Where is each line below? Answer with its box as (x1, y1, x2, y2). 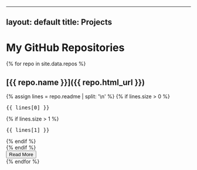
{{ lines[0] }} (6, 104, 50, 111)
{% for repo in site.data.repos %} (6, 60, 86, 68)
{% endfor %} (6, 158, 40, 165)
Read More (9, 151, 33, 158)
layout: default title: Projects (6, 17, 113, 27)
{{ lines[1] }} (6, 127, 50, 134)
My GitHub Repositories (6, 41, 125, 54)
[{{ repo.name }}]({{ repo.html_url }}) (6, 77, 145, 87)
